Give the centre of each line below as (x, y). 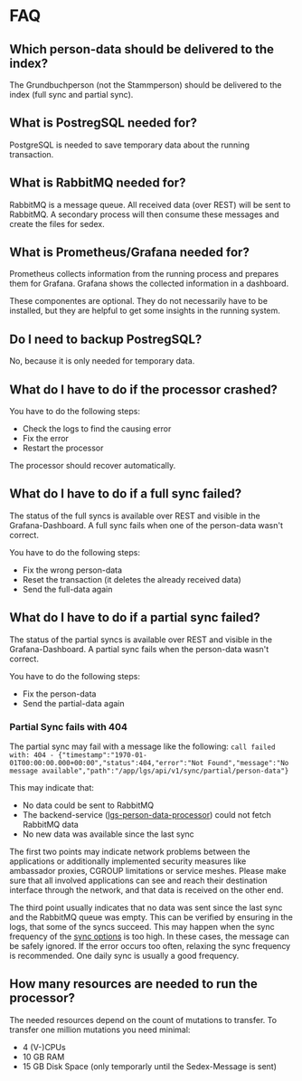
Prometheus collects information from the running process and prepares (144, 274)
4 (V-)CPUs (44, 1047)
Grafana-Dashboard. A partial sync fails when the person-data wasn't (139, 649)
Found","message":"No (248, 763)
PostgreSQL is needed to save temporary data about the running (130, 145)
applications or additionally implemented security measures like (128, 861)
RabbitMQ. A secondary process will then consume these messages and (144, 214)
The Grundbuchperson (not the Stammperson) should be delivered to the (146, 85)
